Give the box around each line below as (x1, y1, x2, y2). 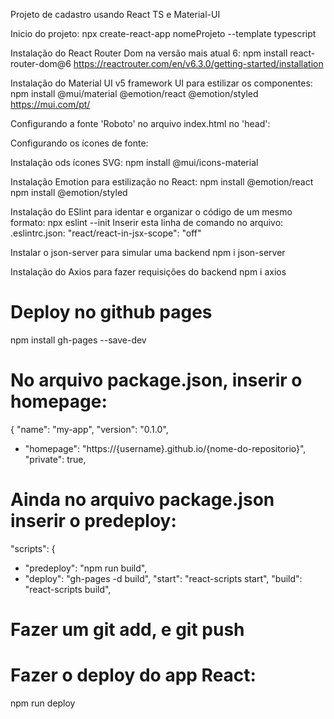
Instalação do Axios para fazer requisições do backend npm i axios (10, 266, 287, 278)
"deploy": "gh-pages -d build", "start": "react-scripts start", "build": (24, 572, 303, 584)
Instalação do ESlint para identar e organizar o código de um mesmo (10, 206, 293, 218)
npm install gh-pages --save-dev (10, 334, 147, 346)
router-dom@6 (10, 58, 72, 69)
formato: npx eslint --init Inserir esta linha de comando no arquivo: (10, 217, 284, 228)
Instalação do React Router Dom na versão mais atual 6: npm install (10, 47, 288, 59)
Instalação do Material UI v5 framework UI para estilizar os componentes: (10, 77, 313, 89)
